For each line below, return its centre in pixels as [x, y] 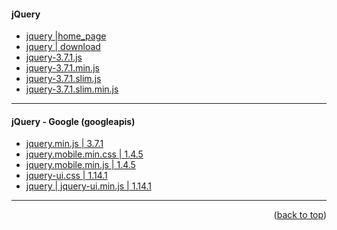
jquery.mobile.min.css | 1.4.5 [84, 154]
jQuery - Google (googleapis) [73, 121]
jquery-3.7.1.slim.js [63, 79]
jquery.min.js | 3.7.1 [64, 144]
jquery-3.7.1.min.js [62, 68]
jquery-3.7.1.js [54, 57]
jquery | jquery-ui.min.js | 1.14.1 [89, 186]
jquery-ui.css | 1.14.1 [66, 176]
